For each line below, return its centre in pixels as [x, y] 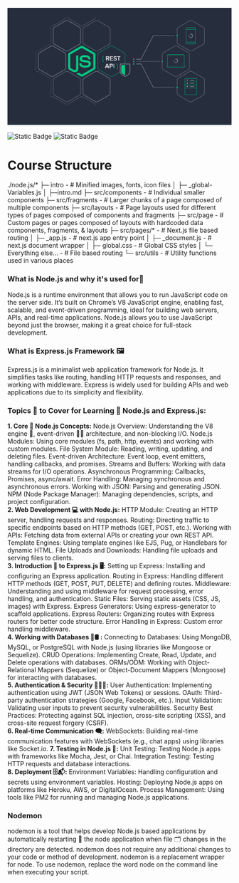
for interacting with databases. [52, 678]
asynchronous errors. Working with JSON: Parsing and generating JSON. [115, 487]
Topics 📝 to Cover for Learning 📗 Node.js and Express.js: [107, 410]
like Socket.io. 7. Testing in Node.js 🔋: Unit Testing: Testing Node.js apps [114, 749]
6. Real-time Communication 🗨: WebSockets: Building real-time [103, 731]
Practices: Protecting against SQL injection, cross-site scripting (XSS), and [117, 716]
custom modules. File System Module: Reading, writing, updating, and [110, 449]
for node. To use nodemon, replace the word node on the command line [113, 864]
